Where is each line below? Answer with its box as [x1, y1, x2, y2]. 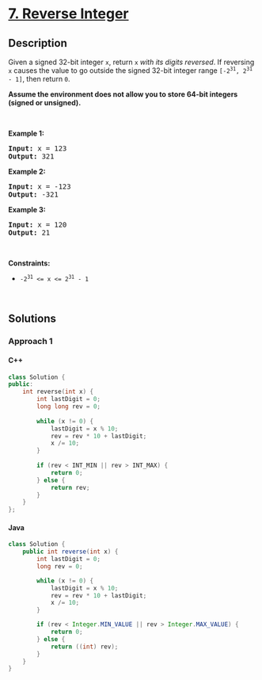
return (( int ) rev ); [50, 643, 119, 651]
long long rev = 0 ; [36, 403, 101, 411]
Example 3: [8, 205, 46, 214]
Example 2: [8, 167, 46, 176]
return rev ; [50, 483, 90, 491]
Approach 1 [8, 336, 53, 347]
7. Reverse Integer [8, 5, 129, 23]
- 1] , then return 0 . [8, 74, 70, 83]
